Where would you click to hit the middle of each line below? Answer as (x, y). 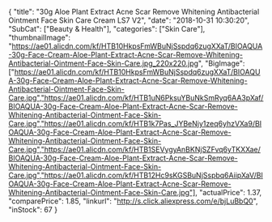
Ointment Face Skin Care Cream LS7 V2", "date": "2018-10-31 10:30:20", (129, 20)
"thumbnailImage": (40, 37)
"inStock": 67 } (33, 209)
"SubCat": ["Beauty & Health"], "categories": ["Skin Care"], (107, 29)
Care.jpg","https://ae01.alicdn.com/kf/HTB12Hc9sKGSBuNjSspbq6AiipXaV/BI (136, 175)
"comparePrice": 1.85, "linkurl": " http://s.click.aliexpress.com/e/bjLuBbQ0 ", (133, 201)
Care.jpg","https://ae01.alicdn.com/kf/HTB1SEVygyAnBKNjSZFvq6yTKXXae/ (135, 149)
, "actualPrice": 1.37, (229, 192)
